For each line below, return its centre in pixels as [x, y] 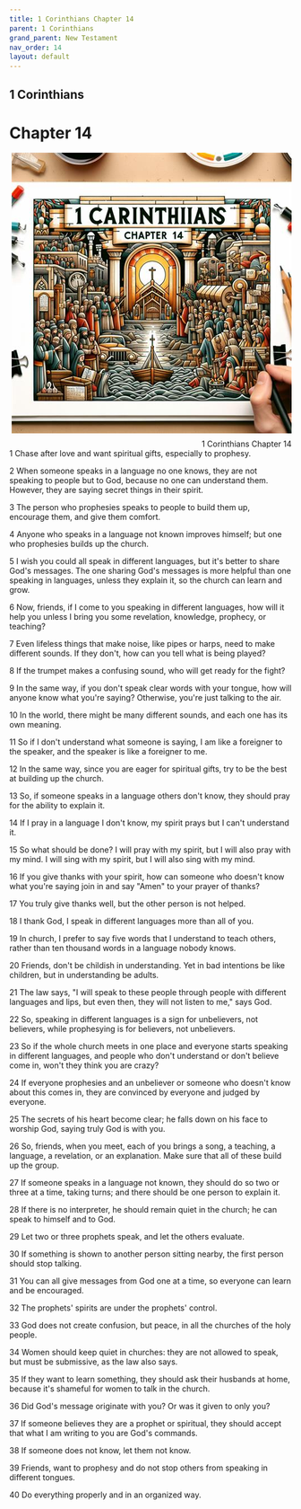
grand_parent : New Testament [64, 38]
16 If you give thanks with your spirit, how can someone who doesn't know [147, 877]
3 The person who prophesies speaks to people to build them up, [130, 507]
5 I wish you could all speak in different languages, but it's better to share [145, 561]
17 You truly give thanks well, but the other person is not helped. [128, 904]
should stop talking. [46, 1264]
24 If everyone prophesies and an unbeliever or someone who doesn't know [150, 1083]
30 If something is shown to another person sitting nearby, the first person [146, 1254]
